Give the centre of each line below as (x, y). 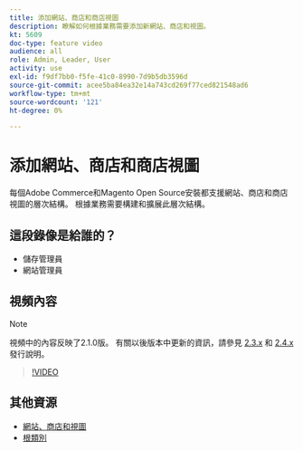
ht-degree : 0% (36, 110)
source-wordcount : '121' (56, 102)
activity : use (36, 69)
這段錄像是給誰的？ (63, 235)
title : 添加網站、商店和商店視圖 (64, 18)
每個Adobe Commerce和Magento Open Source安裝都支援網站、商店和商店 (149, 193)
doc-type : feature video (56, 43)
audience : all (36, 52)
